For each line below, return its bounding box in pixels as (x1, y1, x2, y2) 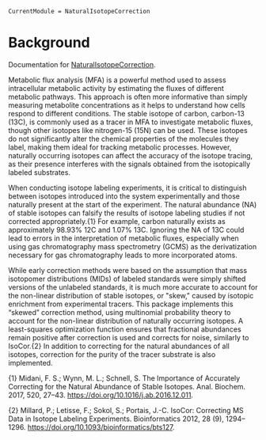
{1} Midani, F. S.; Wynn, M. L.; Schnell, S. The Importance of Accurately (8, 373, 241, 383)
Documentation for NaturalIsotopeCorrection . (8, 59, 156, 69)
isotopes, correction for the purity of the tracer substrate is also (8, 349, 216, 359)
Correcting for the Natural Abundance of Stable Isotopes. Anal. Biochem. (8, 381, 246, 391)
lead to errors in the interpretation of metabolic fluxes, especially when (8, 233, 239, 243)
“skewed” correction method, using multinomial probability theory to (8, 307, 231, 317)
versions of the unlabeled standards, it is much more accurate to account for (8, 282, 258, 292)
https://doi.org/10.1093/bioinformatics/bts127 (27, 422, 173, 431)
